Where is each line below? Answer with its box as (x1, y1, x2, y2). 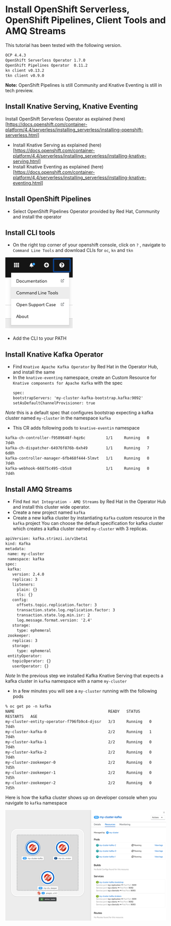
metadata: (5, 546, 27, 552)
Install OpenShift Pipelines (5, 195, 91, 204)
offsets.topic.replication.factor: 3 (16, 603, 97, 608)
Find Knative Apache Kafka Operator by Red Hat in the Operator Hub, (12, 364, 158, 370)
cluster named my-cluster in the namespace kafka (5, 415, 111, 421)
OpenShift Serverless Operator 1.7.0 (5, 58, 86, 63)
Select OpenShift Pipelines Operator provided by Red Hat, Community (12, 208, 160, 214)
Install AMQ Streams (5, 485, 72, 493)
